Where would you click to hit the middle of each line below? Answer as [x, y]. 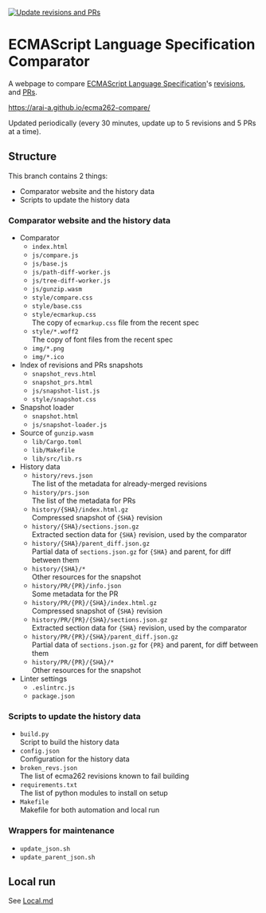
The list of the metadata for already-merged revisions [119, 484]
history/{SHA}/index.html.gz [80, 510]
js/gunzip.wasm [57, 290]
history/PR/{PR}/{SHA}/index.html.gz [94, 603]
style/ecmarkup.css [64, 315]
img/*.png [48, 349]
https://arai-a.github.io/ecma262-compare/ [79, 107]
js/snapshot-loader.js [69, 425]
